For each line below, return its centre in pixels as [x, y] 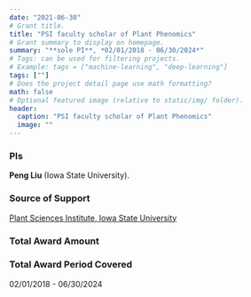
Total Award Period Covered [71, 265]
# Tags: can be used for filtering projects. [94, 59]
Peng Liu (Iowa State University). [70, 175]
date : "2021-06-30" [45, 17]
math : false [31, 92]
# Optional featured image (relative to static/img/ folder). [126, 100]
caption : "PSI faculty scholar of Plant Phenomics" [115, 116]
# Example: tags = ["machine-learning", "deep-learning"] [118, 68]
